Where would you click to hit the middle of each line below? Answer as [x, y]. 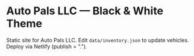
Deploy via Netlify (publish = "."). [47, 46]
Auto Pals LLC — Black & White [85, 11]
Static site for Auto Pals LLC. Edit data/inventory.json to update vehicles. [98, 40]
